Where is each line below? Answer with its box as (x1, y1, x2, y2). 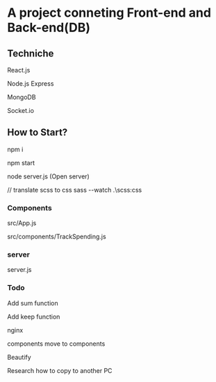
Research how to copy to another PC (7, 366, 113, 374)
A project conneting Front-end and (7, 5, 212, 21)
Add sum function (7, 298, 58, 307)
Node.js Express (7, 79, 54, 88)
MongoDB (7, 93, 36, 101)
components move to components (7, 339, 106, 348)
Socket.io (7, 107, 35, 114)
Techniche (7, 47, 54, 59)
